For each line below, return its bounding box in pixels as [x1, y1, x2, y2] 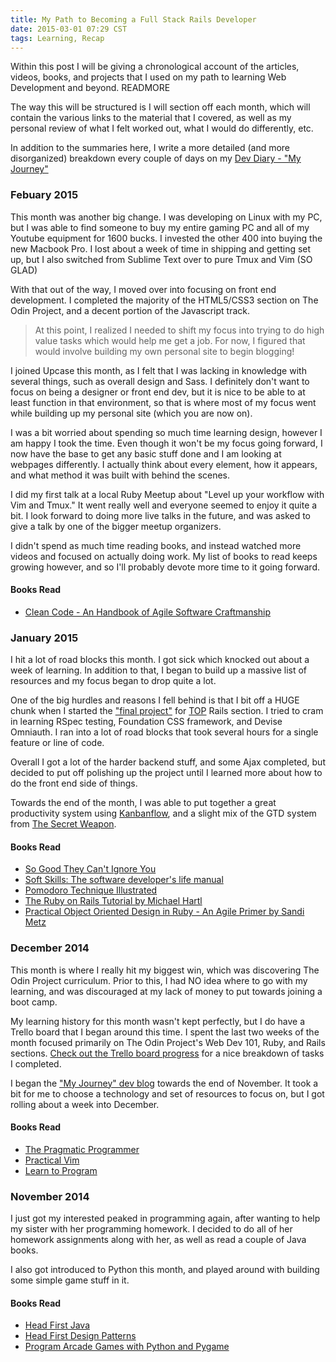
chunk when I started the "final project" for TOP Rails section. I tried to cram [10, 705, 324, 717]
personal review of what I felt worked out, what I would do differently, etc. [10, 122, 314, 135]
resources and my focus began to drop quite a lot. [10, 675, 217, 687]
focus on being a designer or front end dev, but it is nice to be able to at [10, 386, 306, 398]
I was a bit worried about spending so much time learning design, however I [10, 426, 323, 438]
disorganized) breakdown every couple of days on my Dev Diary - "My [10, 152, 302, 165]
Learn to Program [24, 1164, 98, 1176]
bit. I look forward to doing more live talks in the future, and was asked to [10, 509, 312, 521]
